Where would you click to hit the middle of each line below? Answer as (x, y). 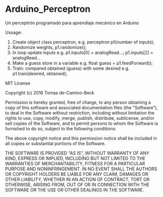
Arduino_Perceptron (48, 9)
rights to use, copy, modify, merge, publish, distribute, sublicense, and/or (80, 118)
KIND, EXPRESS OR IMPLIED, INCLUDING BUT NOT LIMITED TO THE (75, 158)
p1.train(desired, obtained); (40, 73)
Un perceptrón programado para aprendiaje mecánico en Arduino (72, 23)
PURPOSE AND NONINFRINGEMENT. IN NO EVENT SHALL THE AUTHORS (81, 169)
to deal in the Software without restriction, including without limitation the (80, 113)
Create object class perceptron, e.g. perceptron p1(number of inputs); (83, 42)
